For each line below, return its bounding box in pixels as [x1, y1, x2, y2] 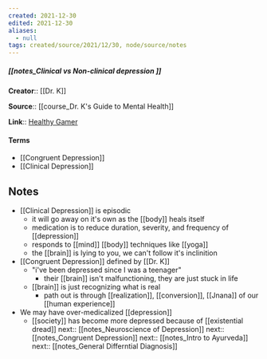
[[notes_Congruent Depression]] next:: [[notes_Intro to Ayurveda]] [31, 333, 249, 343]
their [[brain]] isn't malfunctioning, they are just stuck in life [43, 274, 238, 283]
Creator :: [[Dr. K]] [8, 86, 66, 96]
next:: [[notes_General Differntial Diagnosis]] [31, 341, 178, 351]
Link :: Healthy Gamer [8, 117, 78, 127]
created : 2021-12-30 [8, 11, 77, 20]
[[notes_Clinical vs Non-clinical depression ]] [8, 65, 162, 76]
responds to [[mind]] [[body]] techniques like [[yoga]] [31, 240, 209, 250]
